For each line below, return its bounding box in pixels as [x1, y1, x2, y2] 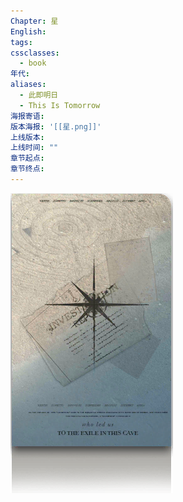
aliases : [10, 80, 47, 90]
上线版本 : [10, 132, 45, 142]
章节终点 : [10, 164, 45, 174]
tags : [10, 37, 33, 47]
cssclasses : [10, 48, 60, 58]
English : [10, 26, 47, 37]
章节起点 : [10, 153, 45, 164]
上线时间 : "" [10, 143, 59, 153]
